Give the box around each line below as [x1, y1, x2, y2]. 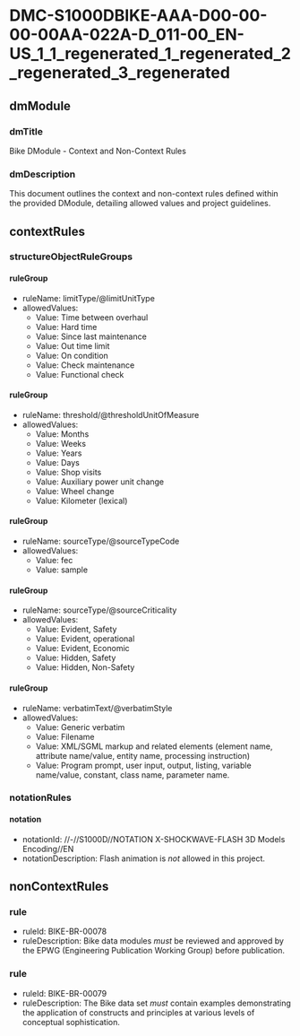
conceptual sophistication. [21, 1016, 121, 1027]
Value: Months [35, 428, 90, 440]
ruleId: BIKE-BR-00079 [21, 988, 107, 998]
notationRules [9, 791, 72, 804]
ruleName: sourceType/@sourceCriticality [21, 605, 177, 615]
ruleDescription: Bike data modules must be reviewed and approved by [21, 936, 285, 946]
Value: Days [35, 457, 81, 467]
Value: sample [35, 564, 88, 575]
